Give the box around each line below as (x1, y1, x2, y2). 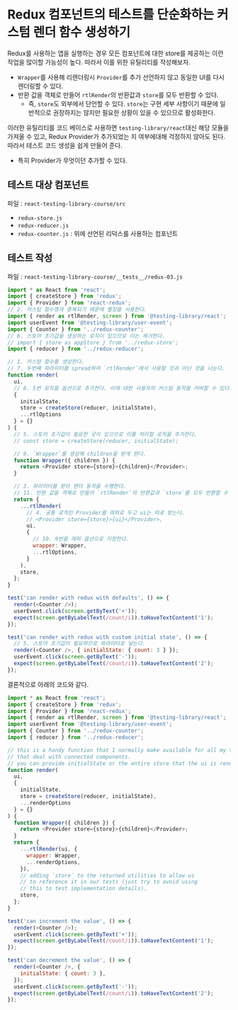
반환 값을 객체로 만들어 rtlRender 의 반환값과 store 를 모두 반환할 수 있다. (17, 90, 219, 99)
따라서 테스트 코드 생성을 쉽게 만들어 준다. (7, 141, 123, 150)
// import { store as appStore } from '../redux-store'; (7, 339, 179, 346)
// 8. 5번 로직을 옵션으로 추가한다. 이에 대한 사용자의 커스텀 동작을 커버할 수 (13, 384, 217, 392)
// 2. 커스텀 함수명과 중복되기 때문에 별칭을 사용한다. (7, 306, 147, 313)
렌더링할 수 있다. (17, 82, 64, 90)
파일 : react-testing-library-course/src (7, 199, 126, 208)
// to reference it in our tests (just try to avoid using (20, 878, 198, 886)
